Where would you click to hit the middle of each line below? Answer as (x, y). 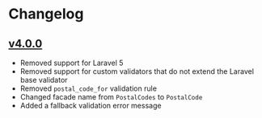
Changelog (46, 14)
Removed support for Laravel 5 (72, 63)
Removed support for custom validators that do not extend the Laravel (137, 71)
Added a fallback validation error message (91, 106)
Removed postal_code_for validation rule (89, 88)
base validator (44, 80)
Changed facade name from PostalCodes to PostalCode (111, 97)
